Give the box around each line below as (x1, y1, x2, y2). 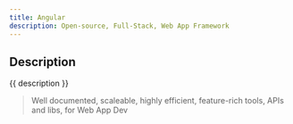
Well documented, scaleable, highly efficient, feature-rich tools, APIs (30, 95, 284, 106)
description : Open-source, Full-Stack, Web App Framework (9, 21, 230, 30)
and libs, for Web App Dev (30, 104, 128, 116)
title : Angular (9, 12, 66, 22)
